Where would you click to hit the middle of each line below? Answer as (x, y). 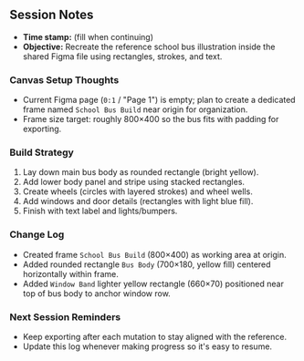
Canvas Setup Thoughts (64, 79)
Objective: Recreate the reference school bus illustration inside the (149, 46)
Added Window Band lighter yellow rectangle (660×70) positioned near (153, 284)
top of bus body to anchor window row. (96, 293)
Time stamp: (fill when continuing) (88, 36)
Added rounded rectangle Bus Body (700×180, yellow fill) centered (147, 264)
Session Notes (52, 15)
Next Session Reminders (65, 316)
